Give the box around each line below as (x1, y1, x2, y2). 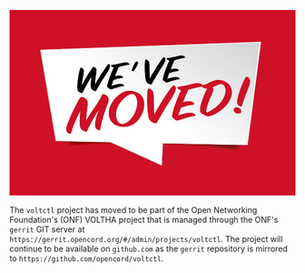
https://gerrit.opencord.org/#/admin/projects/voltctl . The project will (9, 233, 283, 244)
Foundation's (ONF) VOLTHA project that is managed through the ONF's (9, 214, 279, 225)
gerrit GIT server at (9, 224, 85, 235)
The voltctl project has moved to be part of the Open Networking (9, 204, 258, 215)
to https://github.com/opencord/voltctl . (9, 252, 164, 264)
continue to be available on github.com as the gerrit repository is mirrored (9, 243, 289, 254)
